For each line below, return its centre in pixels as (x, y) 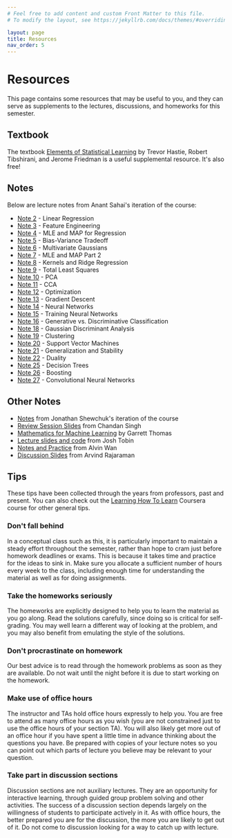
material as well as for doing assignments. (67, 577)
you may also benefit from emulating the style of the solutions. (96, 633)
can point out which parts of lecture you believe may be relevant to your (109, 750)
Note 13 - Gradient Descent (56, 299)
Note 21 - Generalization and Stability (70, 351)
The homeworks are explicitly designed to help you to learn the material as (113, 611)
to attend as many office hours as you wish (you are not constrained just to (114, 720)
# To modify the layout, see (49, 20)
